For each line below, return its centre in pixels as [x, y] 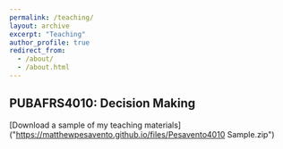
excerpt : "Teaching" [48, 34]
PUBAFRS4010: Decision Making [103, 103]
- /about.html [43, 68]
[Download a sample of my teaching [76, 125]
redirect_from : [38, 51]
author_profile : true [50, 42]
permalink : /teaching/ [51, 17]
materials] [163, 125]
